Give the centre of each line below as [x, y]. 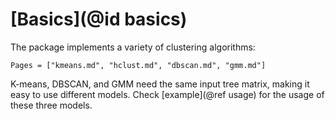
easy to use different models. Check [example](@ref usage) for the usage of [167, 94]
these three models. [51, 105]
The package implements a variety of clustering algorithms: [133, 47]
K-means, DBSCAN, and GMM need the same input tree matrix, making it [160, 84]
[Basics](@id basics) [99, 19]
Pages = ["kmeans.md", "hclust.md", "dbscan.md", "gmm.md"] [138, 65]
